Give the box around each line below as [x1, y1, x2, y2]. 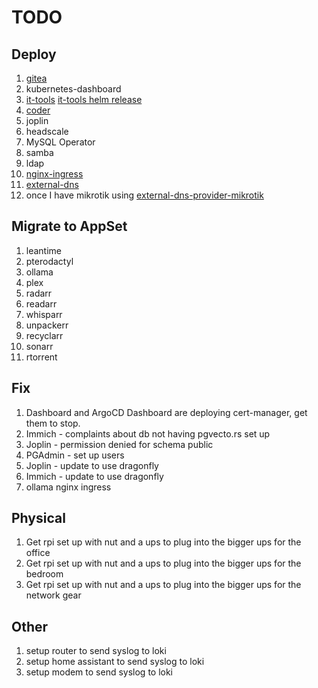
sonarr [25, 340, 54, 352]
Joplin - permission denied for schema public [25, 438, 214, 450]
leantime [25, 244, 63, 256]
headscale [25, 126, 69, 137]
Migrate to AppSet [11, 218, 128, 235]
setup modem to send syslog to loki [25, 666, 174, 678]
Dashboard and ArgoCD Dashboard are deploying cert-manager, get [25, 406, 308, 418]
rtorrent [25, 351, 58, 363]
